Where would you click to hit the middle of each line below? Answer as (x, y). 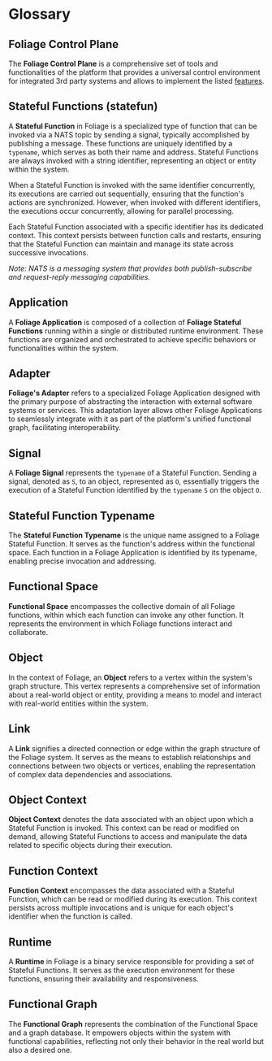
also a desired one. (40, 1050)
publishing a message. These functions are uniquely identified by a (121, 143)
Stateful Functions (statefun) (83, 107)
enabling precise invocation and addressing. (82, 561)
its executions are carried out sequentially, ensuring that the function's (127, 194)
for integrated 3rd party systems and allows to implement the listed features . (136, 81)
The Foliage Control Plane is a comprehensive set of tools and (113, 63)
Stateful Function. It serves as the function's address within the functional (132, 544)
